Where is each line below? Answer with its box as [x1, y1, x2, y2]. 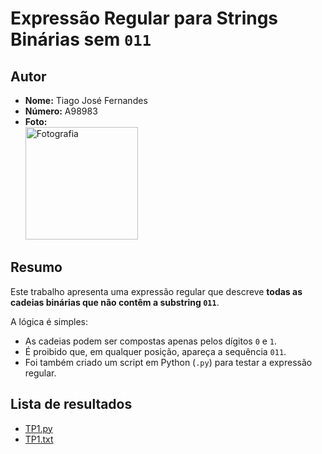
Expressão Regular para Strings [10, 7, 279, 30]
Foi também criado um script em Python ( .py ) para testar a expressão [24, 356, 313, 368]
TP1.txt [24, 433, 54, 445]
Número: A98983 [24, 105, 98, 117]
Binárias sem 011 [10, 28, 152, 51]
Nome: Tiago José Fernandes [24, 95, 148, 106]
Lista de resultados [10, 396, 133, 413]
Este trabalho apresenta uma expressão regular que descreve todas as [10, 285, 303, 297]
